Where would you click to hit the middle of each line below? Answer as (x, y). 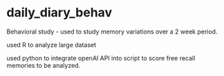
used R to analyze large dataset (52, 45)
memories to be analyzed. (44, 65)
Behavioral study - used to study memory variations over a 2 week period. (112, 31)
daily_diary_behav (59, 13)
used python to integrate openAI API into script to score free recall (101, 58)
